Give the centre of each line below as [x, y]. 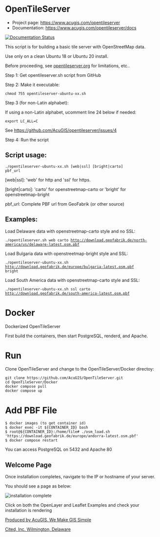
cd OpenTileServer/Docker [31, 382]
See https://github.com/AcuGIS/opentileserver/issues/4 [61, 130]
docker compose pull [26, 387]
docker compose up [24, 391]
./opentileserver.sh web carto [37, 240]
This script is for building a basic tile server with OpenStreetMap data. [75, 47]
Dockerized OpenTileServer [33, 326]
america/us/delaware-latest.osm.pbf [42, 244]
